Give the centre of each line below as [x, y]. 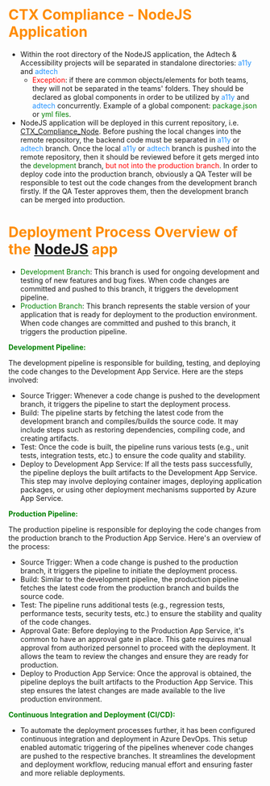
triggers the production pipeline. [73, 331]
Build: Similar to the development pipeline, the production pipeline [129, 579]
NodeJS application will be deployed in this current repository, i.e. [129, 122]
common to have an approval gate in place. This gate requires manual [136, 639]
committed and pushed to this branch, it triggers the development [129, 288]
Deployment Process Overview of [123, 232]
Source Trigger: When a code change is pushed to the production [129, 562]
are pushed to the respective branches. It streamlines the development [137, 755]
